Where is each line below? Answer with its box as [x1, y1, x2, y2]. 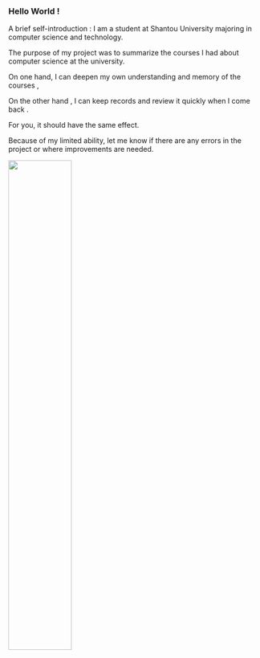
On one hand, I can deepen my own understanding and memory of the [8, 72, 242, 82]
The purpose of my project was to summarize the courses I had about [8, 48, 239, 58]
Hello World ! [8, 6, 60, 17]
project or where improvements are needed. [8, 145, 154, 154]
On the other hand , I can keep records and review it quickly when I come [8, 96, 250, 106]
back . [8, 104, 30, 114]
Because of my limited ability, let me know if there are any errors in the [8, 136, 242, 145]
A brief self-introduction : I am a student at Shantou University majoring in [8, 24, 253, 34]
